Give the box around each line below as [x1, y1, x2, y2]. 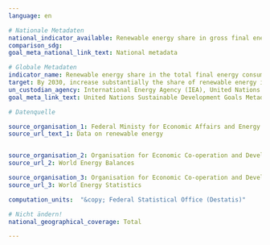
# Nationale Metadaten [8, 26, 84, 35]
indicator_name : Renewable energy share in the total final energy [8, 71, 239, 79]
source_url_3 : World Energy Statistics [8, 181, 142, 189]
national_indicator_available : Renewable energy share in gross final [8, 34, 250, 42]
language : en [8, 11, 52, 20]
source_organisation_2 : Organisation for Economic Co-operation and [8, 152, 243, 160]
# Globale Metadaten [8, 64, 78, 72]
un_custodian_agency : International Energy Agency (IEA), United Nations [8, 85, 261, 93]
